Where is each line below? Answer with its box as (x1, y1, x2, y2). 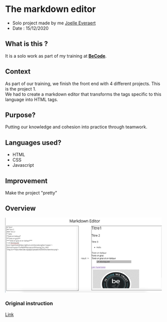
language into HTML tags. (5, 96, 58, 103)
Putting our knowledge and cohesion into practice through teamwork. (5, 124, 148, 130)
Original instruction (5, 300, 53, 307)
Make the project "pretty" (5, 190, 58, 196)
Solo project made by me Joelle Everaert (12, 20, 96, 26)
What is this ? (5, 40, 48, 48)
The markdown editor (5, 3, 96, 15)
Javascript (12, 162, 34, 168)
